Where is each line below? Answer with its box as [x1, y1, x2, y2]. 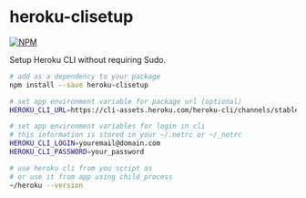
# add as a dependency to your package [9, 71, 161, 81]
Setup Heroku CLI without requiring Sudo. [9, 54, 167, 65]
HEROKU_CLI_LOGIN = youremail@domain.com [9, 139, 161, 148]
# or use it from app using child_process [9, 172, 173, 182]
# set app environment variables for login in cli [9, 121, 206, 131]
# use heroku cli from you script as [9, 163, 153, 172]
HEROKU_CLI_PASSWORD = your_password [9, 148, 145, 157]
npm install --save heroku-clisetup [9, 80, 148, 89]
